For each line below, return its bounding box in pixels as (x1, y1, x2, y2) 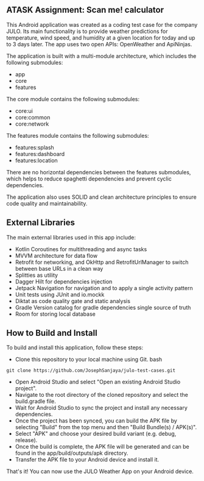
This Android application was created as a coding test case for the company (6, 21, 198, 28)
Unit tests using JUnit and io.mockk (15, 291, 105, 298)
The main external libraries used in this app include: (6, 233, 136, 241)
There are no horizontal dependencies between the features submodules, (6, 168, 191, 176)
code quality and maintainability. (6, 199, 88, 207)
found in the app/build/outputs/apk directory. (15, 449, 128, 457)
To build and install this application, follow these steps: (6, 344, 144, 351)
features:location (15, 157, 58, 164)
